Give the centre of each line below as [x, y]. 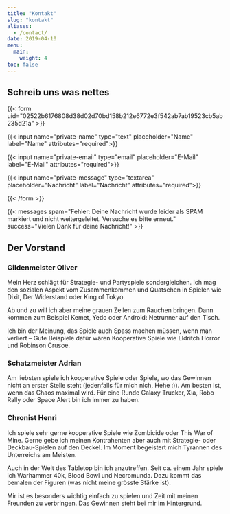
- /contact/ [31, 33]
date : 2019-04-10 [32, 39]
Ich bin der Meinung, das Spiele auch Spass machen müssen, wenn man [110, 331]
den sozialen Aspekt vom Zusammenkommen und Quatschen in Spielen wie [114, 290]
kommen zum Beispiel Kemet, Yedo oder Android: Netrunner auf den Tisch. [114, 318]
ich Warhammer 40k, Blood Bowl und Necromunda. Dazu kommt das [104, 475]
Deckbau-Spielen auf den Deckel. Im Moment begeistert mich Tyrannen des [115, 447]
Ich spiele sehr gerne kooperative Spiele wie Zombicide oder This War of [110, 432]
